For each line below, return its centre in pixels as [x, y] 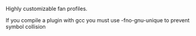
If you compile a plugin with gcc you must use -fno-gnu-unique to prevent [98, 20]
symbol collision [26, 27]
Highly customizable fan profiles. [47, 9]
